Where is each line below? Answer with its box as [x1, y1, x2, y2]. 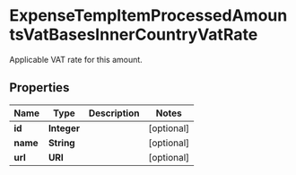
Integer [48, 122, 81, 135]
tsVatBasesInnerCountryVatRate [9, 24, 258, 45]
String [48, 136, 75, 149]
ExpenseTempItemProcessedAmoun [9, 5, 288, 26]
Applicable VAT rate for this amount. [9, 54, 144, 65]
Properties [9, 80, 70, 95]
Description [88, 107, 140, 119]
